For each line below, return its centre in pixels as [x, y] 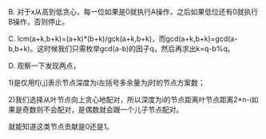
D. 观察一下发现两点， [44, 66]
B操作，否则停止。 [39, 22]
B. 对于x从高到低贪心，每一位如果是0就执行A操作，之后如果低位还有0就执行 [133, 12]
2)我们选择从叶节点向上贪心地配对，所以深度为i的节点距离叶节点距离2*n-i [130, 99]
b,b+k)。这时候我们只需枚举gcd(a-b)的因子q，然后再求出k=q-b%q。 [121, 49]
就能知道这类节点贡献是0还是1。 [61, 127]
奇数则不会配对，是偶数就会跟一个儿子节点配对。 [103, 109]
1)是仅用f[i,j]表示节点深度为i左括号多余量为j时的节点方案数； [107, 83]
